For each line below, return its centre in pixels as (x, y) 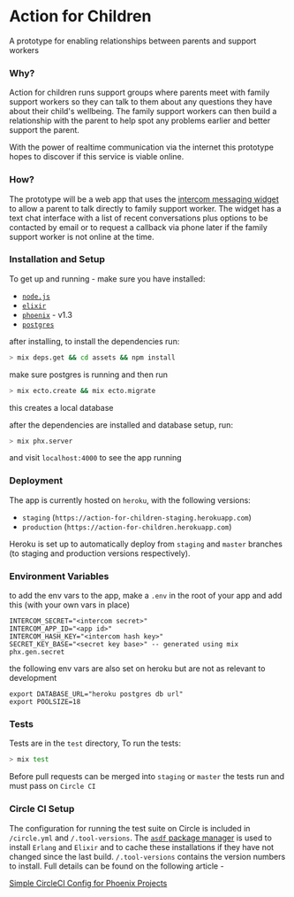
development (33, 678)
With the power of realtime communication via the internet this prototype (141, 147)
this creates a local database (61, 407)
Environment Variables (59, 576)
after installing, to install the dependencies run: (94, 341)
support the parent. (44, 130)
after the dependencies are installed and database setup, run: (121, 425)
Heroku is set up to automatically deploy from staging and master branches (146, 544)
